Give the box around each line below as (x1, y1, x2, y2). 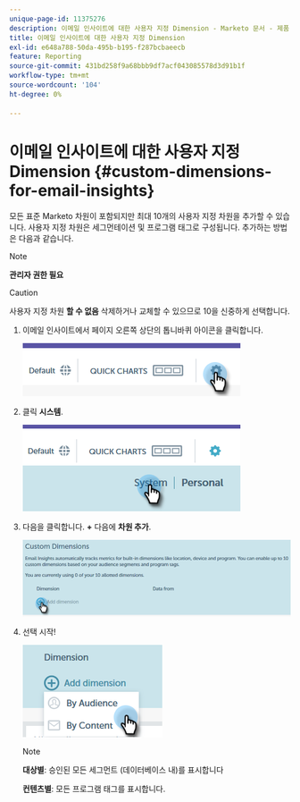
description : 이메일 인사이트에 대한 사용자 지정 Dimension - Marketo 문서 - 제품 (9, 23, 290, 33)
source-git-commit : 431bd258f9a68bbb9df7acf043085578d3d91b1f (9, 62, 246, 71)
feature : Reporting (9, 52, 82, 62)
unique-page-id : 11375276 (9, 14, 105, 23)
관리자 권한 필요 (9, 269, 64, 281)
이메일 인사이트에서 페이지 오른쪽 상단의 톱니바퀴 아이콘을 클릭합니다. (21, 325, 263, 335)
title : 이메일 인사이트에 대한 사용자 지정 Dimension (9, 33, 186, 42)
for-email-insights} (9, 180, 155, 200)
